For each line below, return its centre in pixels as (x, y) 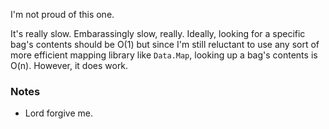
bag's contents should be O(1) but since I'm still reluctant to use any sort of (165, 44)
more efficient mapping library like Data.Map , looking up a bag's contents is (164, 55)
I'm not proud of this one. (62, 14)
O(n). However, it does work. (69, 65)
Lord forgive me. (58, 113)
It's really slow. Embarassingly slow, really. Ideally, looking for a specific (158, 33)
